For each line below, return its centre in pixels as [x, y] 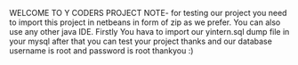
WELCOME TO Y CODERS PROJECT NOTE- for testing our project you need [148, 13]
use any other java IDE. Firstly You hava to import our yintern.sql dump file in [149, 32]
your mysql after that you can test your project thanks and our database [141, 41]
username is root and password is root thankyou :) [101, 51]
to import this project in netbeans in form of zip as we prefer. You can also [145, 22]
